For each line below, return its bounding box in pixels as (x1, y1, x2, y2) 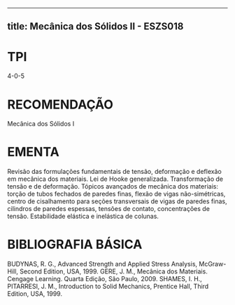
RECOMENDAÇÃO (7, 96, 114, 112)
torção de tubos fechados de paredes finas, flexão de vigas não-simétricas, (7, 190, 226, 198)
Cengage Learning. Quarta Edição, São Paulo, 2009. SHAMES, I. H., (7, 275, 203, 283)
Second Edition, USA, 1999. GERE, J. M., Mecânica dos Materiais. (20, 267, 208, 276)
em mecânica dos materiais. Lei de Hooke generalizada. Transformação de (7, 175, 224, 183)
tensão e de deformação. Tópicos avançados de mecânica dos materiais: (7, 182, 219, 191)
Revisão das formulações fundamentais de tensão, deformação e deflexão (7, 168, 222, 176)
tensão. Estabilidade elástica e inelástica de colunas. (7, 212, 159, 221)
